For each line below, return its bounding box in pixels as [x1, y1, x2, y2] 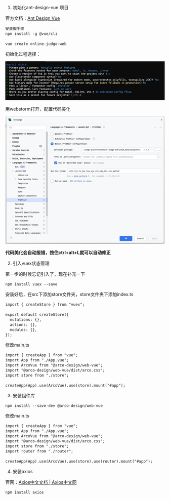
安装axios [12, 468, 33, 474]
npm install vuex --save [5, 281, 58, 287]
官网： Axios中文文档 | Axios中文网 [5, 479, 77, 485]
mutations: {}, [10, 317, 42, 322]
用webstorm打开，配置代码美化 [5, 106, 71, 112]
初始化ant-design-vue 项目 [12, 5, 69, 10]
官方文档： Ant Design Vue [5, 15, 60, 21]
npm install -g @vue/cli [5, 31, 58, 36]
